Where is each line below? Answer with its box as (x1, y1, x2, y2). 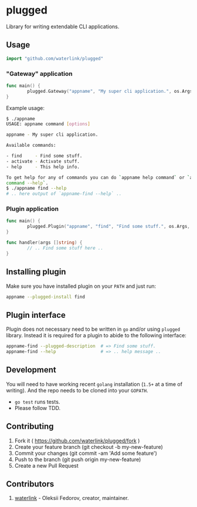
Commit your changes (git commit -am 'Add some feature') (14, 449, 157, 456)
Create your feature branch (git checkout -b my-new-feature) (14, 443, 163, 450)
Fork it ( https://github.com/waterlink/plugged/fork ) (14, 437, 140, 444)
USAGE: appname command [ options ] (6, 121, 91, 127)
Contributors (6, 479, 55, 489)
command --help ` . (6, 180, 49, 186)
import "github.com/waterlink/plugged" (6, 55, 104, 62)
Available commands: (6, 142, 57, 149)
